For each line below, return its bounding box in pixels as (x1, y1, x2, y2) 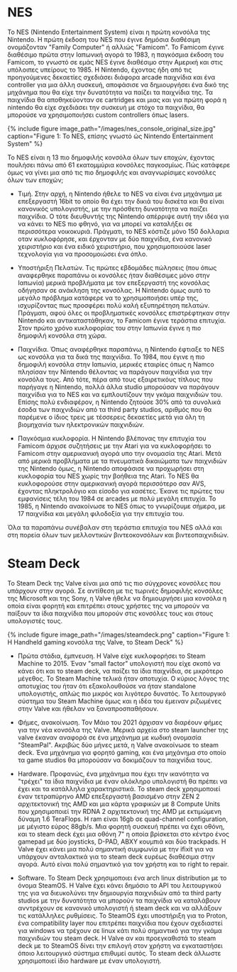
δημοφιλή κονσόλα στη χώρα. (17, 331, 107, 340)
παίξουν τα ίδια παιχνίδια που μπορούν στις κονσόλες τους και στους (7, 609, 214, 618)
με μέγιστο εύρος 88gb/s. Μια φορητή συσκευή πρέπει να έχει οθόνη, (17, 822, 225, 830)
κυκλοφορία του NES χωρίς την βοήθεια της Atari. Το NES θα (17, 471, 199, 480)
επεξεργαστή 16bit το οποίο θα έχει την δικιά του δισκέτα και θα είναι (17, 196, 225, 206)
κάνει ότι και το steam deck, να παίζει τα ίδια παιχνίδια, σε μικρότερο (17, 666, 224, 675)
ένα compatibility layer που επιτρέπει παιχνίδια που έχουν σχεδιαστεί (17, 919, 224, 927)
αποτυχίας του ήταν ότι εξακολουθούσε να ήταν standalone (17, 681, 197, 690)
